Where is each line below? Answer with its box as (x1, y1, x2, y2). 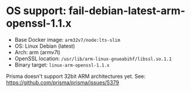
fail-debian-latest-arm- (68, 4, 186, 18)
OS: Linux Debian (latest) (14, 42, 75, 50)
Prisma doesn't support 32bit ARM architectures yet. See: (6, 73, 146, 80)
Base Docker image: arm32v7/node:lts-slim (14, 36, 120, 43)
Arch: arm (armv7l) (14, 48, 61, 55)
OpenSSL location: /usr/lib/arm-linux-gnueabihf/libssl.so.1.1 (14, 55, 172, 62)
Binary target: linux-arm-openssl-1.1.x (14, 61, 110, 68)
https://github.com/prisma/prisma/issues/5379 (6, 78, 119, 86)
